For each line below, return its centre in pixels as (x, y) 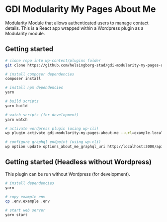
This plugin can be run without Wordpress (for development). (68, 174)
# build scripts (22, 101)
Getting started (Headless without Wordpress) (78, 162)
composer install (23, 79)
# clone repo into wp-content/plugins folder (53, 61)
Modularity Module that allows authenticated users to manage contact (77, 23)
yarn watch (16, 119)
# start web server (25, 210)
